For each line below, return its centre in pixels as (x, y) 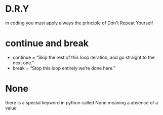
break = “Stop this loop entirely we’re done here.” (64, 68)
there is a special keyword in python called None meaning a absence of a (82, 102)
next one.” (23, 63)
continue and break (47, 43)
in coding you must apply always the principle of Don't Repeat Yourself (79, 23)
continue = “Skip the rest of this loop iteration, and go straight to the (84, 57)
